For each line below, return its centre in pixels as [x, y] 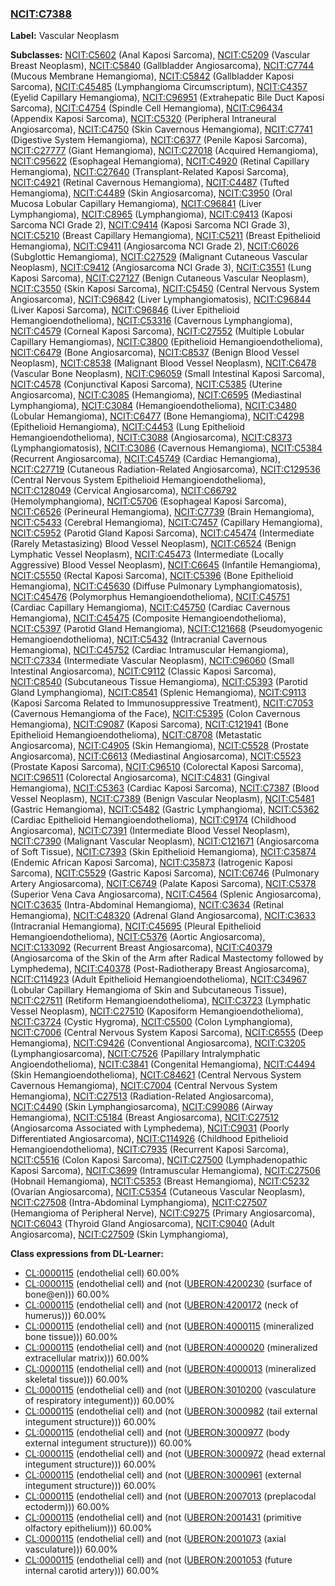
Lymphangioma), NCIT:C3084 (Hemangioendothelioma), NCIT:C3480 [153, 406]
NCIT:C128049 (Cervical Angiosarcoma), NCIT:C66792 [124, 491]
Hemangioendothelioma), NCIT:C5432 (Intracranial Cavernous [139, 639]
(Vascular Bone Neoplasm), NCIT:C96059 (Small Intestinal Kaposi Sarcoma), [167, 374]
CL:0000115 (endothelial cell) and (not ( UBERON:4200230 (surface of [168, 1284]
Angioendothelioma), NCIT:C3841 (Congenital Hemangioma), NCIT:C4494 [163, 1064]
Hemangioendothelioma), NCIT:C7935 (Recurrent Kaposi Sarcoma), [150, 1149]
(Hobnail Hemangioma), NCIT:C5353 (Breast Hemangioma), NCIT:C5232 [160, 1181]
